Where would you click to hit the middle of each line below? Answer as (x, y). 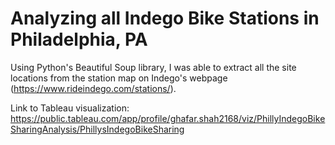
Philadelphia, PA (79, 39)
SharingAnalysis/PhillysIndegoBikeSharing (97, 129)
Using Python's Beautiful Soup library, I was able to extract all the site (153, 67)
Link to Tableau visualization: (70, 108)
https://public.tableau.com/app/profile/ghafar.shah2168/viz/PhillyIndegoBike (168, 118)
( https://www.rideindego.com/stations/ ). (93, 88)
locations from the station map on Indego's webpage (119, 78)
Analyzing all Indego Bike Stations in (165, 18)
